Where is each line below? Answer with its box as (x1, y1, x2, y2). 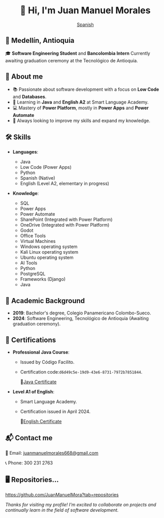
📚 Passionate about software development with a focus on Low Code (12, 86, 159, 92)
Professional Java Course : (12, 349, 70, 355)
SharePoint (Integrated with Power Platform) (20, 216, 113, 223)
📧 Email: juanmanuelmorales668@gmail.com (5, 450, 99, 456)
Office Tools (20, 233, 46, 239)
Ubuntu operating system (20, 255, 74, 261)
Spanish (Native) (20, 175, 55, 181)
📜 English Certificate (20, 418, 62, 424)
